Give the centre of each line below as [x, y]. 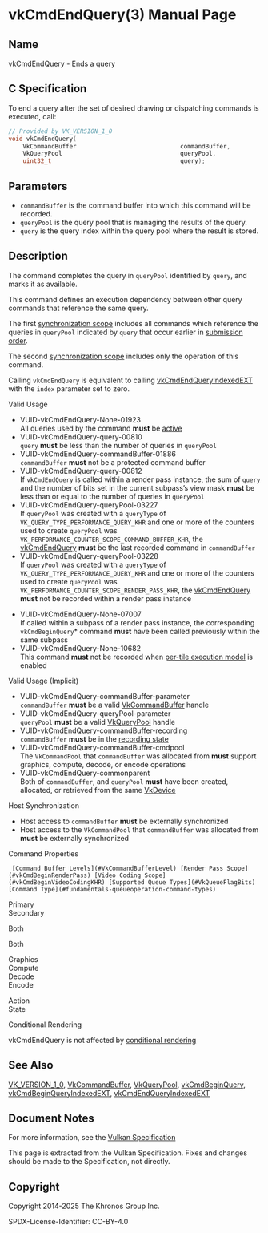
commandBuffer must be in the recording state [94, 738]
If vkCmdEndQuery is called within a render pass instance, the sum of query [140, 479]
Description [38, 256]
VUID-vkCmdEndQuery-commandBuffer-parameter [105, 696]
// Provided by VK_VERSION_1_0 [60, 131]
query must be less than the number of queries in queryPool [118, 445]
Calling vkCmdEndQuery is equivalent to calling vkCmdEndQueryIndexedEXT [131, 380]
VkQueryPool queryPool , [120, 154]
